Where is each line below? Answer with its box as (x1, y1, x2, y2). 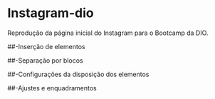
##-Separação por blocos (7, 56, 83, 65)
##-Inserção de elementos (7, 42, 85, 51)
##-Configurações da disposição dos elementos (7, 70, 150, 78)
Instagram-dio (7, 5, 94, 21)
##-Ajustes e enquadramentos (7, 83, 98, 92)
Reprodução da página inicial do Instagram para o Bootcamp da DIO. (7, 28, 209, 37)
